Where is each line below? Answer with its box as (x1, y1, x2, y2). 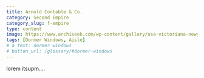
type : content (6, 25, 42, 32)
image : (6, 31, 23, 37)
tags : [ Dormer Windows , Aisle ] (6, 37, 86, 43)
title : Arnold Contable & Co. (6, 8, 83, 15)
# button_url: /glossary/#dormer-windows (6, 48, 113, 54)
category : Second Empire (6, 15, 69, 21)
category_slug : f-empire (6, 20, 69, 26)
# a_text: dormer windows (6, 43, 72, 49)
